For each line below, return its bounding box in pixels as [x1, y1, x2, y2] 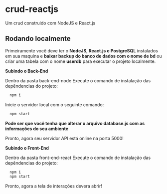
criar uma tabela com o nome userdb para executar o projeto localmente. [5, 58, 156, 64]
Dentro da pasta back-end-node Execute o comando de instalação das [5, 77, 151, 83]
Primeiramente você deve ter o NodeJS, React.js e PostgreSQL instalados [5, 47, 158, 53]
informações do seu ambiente [5, 126, 69, 132]
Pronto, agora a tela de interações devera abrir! [5, 183, 102, 189]
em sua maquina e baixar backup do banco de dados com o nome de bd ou [5, 53, 162, 59]
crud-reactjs [5, 3, 59, 15]
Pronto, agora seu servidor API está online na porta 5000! [5, 135, 124, 141]
